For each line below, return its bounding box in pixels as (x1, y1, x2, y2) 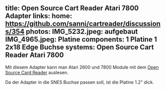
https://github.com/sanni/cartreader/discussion (5, 19, 161, 28)
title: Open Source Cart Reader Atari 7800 (5, 4, 139, 12)
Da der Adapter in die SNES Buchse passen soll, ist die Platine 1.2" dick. (5, 79, 154, 85)
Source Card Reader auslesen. (5, 69, 69, 75)
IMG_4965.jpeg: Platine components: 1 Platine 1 (5, 35, 157, 44)
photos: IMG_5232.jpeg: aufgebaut (26, 27, 138, 36)
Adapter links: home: (5, 12, 72, 20)
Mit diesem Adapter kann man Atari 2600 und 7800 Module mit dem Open (5, 64, 159, 70)
